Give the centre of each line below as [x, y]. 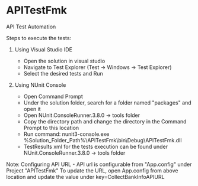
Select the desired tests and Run [63, 73]
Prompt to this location [51, 128]
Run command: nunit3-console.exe [66, 134]
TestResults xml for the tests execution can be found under [95, 146]
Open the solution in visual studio [64, 61]
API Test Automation [31, 27]
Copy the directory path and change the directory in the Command [105, 121]
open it [32, 109]
